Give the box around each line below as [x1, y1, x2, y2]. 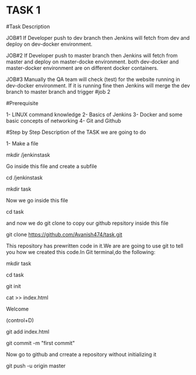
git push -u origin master [6, 362, 66, 369]
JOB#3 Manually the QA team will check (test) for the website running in [6, 76, 180, 83]
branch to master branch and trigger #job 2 [6, 88, 111, 95]
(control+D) [6, 316, 34, 323]
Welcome [6, 305, 29, 312]
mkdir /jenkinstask [6, 151, 50, 158]
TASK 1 [6, 4, 41, 17]
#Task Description [6, 23, 50, 30]
